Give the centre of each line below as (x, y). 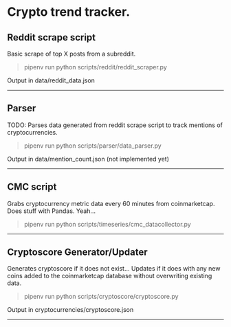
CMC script (32, 187)
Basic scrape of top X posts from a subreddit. (71, 54)
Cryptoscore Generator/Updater (77, 252)
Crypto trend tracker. (69, 12)
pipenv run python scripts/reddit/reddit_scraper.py (95, 67)
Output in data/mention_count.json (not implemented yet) (88, 159)
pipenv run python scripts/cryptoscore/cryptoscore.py (101, 297)
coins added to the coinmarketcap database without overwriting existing (110, 276)
